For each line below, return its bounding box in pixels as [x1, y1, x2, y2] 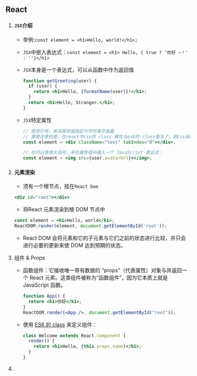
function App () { [22, 293, 66, 299]
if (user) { [28, 83, 58, 89]
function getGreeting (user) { [22, 78, 98, 84]
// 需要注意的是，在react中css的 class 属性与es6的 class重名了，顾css [22, 133, 186, 140]
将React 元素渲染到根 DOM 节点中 [22, 206, 105, 213]
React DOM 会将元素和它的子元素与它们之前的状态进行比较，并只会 [22, 234, 186, 241]
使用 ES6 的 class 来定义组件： [22, 321, 98, 328]
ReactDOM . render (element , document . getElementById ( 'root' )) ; [14, 223, 168, 229]
